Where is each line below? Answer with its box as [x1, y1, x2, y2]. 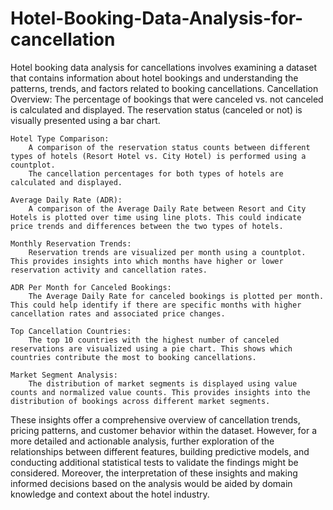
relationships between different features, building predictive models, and [10, 445, 310, 457]
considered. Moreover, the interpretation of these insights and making [10, 467, 298, 479]
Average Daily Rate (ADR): [10, 195, 123, 205]
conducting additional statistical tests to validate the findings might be [10, 456, 299, 468]
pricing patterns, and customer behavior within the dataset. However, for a [10, 424, 318, 436]
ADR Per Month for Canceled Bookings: [10, 282, 172, 292]
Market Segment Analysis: [10, 370, 118, 380]
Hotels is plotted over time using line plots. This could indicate [10, 212, 302, 222]
